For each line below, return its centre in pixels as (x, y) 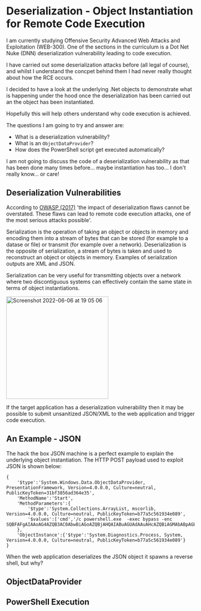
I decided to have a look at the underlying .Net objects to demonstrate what (99, 89)
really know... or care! (33, 174)
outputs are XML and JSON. (41, 263)
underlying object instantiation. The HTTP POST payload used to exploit (95, 460)
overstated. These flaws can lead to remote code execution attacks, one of (99, 214)
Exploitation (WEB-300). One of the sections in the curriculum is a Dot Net (98, 47)
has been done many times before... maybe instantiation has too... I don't (96, 167)
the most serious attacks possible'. (49, 220)
